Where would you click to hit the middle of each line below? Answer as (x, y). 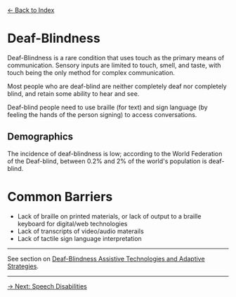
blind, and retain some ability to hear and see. (73, 93)
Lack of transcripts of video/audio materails (80, 231)
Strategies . (23, 266)
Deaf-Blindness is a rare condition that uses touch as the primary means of (116, 57)
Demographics (40, 137)
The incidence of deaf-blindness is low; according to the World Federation (115, 153)
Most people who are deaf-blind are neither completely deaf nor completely (117, 86)
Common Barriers (60, 196)
